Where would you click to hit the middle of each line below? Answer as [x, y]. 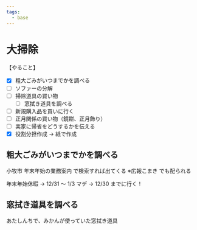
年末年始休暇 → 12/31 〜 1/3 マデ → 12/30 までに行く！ [74, 184]
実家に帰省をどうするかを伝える [55, 126]
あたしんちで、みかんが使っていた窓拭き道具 [62, 220]
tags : [13, 12]
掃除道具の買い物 [36, 96]
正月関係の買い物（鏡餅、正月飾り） [60, 119]
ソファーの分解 [34, 88]
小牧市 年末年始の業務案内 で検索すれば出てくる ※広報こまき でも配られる [99, 170]
